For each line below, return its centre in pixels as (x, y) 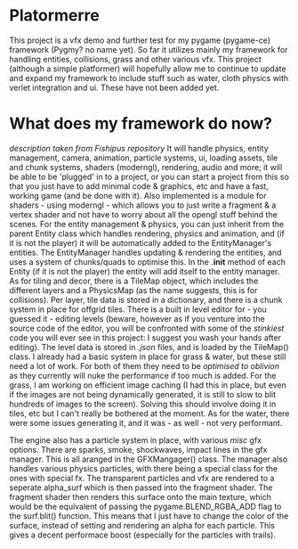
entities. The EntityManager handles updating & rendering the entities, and (145, 252)
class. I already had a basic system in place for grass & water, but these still (148, 356)
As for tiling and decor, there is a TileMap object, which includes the (134, 281)
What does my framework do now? (141, 123)
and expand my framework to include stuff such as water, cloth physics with (149, 78)
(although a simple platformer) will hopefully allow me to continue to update (148, 69)
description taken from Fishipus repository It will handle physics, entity (139, 148)
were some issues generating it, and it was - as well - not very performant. (146, 422)
